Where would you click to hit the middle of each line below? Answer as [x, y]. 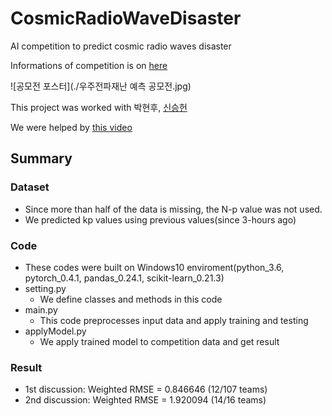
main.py [41, 309]
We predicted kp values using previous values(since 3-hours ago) [160, 219]
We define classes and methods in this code [131, 299]
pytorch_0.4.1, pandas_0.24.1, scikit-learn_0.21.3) [124, 278]
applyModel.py [55, 331]
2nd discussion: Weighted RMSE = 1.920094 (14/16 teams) [145, 400]
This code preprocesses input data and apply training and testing [174, 320]
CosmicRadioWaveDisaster [126, 18]
